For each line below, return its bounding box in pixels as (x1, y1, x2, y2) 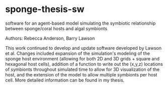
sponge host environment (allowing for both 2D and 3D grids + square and (5, 55, 160, 61)
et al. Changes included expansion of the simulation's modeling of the (5, 50, 150, 56)
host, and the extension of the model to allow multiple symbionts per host (5, 71, 157, 77)
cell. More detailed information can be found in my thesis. (5, 77, 125, 83)
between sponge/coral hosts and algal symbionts (5, 25, 108, 31)
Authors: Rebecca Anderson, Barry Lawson (5, 35, 95, 41)
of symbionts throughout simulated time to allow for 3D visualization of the (5, 66, 160, 72)
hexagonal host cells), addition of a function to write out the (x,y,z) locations (5, 61, 163, 67)
